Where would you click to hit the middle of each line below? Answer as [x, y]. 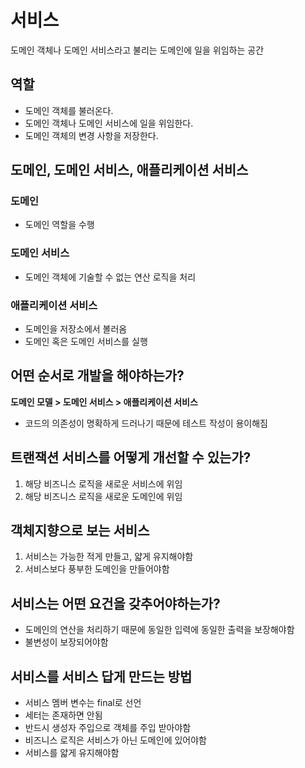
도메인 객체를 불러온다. [69, 110]
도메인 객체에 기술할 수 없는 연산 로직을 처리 [110, 277]
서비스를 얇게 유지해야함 [72, 753]
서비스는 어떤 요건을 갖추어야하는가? [115, 603]
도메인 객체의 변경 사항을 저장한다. [91, 135]
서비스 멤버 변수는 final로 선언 [83, 703]
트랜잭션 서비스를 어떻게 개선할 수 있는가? [131, 457]
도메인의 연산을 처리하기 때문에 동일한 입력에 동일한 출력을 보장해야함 [159, 630]
